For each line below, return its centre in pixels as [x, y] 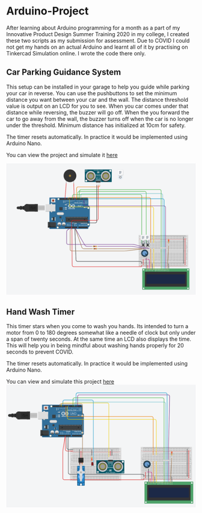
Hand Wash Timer [41, 312]
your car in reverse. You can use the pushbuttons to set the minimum [92, 93]
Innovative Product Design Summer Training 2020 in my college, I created [98, 34]
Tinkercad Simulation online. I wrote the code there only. [76, 53]
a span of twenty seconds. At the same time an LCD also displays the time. [99, 339]
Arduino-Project [47, 11]
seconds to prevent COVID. [40, 352]
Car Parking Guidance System [64, 73]
